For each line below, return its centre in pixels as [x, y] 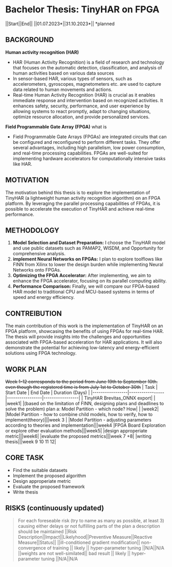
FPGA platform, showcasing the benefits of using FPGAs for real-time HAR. [85, 331]
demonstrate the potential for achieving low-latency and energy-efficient [82, 348]
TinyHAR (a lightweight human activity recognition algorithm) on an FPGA [83, 198]
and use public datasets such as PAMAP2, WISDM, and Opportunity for [88, 248]
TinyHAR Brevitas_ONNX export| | [120, 398]
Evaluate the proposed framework [49, 486]
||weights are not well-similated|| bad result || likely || [74, 553]
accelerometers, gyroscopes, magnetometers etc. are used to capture [87, 84]
